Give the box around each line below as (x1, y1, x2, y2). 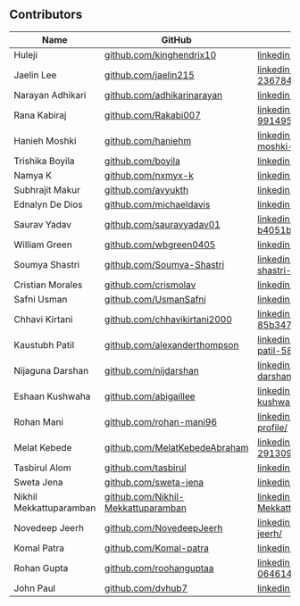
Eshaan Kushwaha (13, 390, 91, 403)
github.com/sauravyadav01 (104, 218, 221, 230)
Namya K (13, 169, 52, 181)
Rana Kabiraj (13, 109, 67, 121)
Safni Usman (13, 293, 68, 305)
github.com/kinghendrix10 (104, 48, 217, 61)
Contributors (9, 7, 83, 22)
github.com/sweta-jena (104, 476, 204, 488)
